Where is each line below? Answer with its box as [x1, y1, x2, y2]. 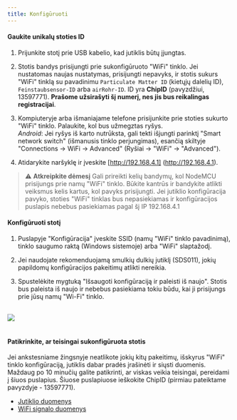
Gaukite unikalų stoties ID [7, 33, 85, 41]
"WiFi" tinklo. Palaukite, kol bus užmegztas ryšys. [17, 121, 164, 130]
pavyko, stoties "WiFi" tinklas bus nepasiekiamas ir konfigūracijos [24, 194, 218, 203]
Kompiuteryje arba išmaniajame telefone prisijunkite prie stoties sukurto [17, 113, 228, 122]
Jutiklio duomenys [17, 397, 72, 406]
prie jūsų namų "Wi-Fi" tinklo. [17, 292, 105, 301]
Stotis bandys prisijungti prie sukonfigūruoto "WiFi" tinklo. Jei [17, 62, 199, 71]
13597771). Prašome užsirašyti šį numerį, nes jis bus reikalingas [17, 92, 210, 101]
